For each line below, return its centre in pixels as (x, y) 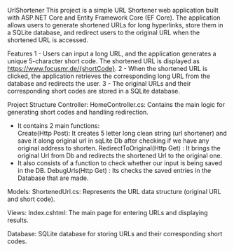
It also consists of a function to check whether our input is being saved (120, 163)
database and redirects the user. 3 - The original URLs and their (99, 83)
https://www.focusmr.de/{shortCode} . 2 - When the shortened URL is (108, 69)
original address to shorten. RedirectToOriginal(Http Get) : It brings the (119, 148)
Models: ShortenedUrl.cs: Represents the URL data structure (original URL (114, 192)
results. (18, 220)
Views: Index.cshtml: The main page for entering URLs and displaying (108, 213)
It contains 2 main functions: (58, 125)
